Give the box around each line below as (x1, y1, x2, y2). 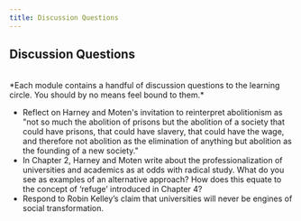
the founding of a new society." (22, 145, 139, 156)
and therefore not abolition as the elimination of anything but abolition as (22, 136, 293, 147)
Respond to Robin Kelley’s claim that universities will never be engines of (22, 193, 293, 204)
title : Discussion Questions (9, 13, 119, 23)
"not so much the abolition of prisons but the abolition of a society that (22, 116, 286, 127)
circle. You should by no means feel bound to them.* (9, 89, 205, 100)
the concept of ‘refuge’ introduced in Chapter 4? (22, 184, 203, 195)
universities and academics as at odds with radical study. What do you (22, 164, 285, 176)
